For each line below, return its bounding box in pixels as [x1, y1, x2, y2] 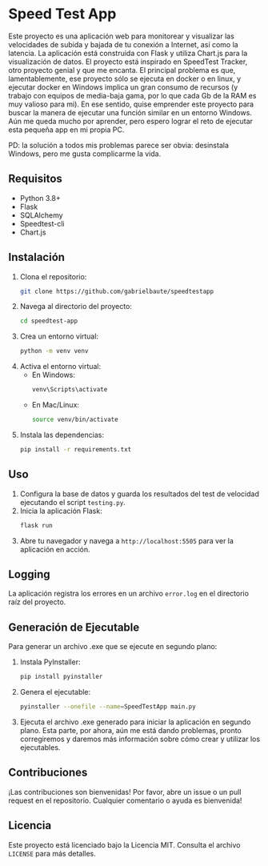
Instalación [8, 251, 66, 264]
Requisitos [8, 172, 62, 186]
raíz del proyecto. [8, 597, 66, 607]
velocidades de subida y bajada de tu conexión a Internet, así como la [8, 39, 238, 49]
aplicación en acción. [19, 544, 90, 554]
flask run [19, 521, 54, 529]
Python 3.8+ [19, 193, 62, 202]
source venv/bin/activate [31, 415, 118, 424]
